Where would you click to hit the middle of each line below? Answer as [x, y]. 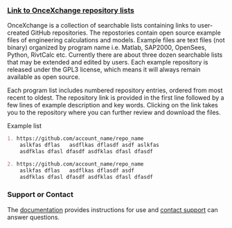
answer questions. [34, 217]
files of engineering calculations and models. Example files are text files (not [116, 40]
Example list [24, 126]
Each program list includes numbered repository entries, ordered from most [115, 90]
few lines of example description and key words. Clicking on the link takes [113, 105]
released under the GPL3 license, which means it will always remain [104, 70]
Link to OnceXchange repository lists [71, 10]
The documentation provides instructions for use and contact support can [113, 209]
